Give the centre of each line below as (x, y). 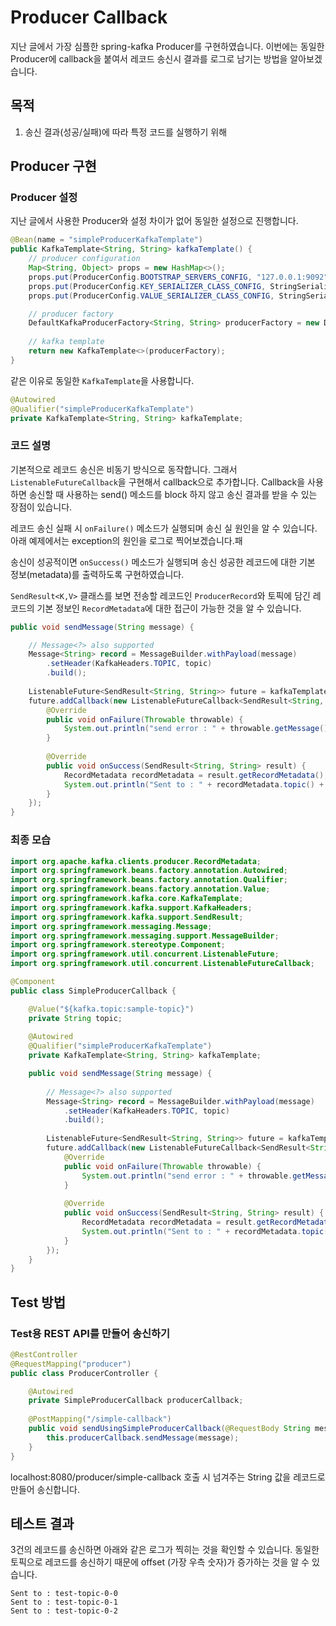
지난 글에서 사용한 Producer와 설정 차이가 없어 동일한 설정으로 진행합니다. (154, 221)
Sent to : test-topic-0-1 (64, 1602)
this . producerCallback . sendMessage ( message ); (143, 1437)
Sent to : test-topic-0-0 (64, 1594)
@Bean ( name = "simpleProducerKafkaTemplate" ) (106, 240)
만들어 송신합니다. (45, 1489)
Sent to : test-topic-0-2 (64, 1611)
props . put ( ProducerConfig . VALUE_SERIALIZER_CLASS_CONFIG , (151, 296)
